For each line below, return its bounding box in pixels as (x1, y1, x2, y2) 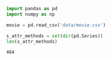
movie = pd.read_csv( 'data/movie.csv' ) (6, 22, 106, 28)
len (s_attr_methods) (6, 38, 58, 44)
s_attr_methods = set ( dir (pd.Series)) (6, 33, 103, 39)
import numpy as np (6, 11, 55, 17)
